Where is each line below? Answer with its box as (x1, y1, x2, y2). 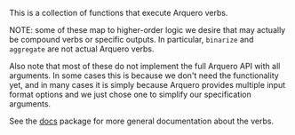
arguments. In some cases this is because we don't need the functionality (9, 70, 280, 81)
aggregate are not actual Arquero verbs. (9, 44, 155, 54)
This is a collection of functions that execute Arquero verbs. (9, 8, 228, 18)
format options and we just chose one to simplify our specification (9, 89, 251, 99)
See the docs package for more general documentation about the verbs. (9, 115, 274, 126)
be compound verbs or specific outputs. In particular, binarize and (9, 35, 254, 44)
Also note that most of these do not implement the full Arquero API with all (9, 61, 281, 71)
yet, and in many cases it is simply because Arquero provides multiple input (9, 80, 286, 90)
